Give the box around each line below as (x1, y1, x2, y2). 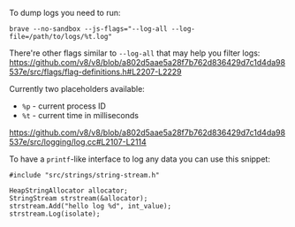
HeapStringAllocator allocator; (9, 186, 128, 195)
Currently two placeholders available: (9, 84, 146, 94)
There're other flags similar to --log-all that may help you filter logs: (9, 48, 261, 58)
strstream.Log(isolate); (9, 209, 101, 218)
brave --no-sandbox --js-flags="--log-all (9, 25, 168, 34)
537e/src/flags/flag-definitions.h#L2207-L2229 (9, 66, 183, 77)
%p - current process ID (21, 101, 106, 111)
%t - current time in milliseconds (21, 110, 140, 120)
